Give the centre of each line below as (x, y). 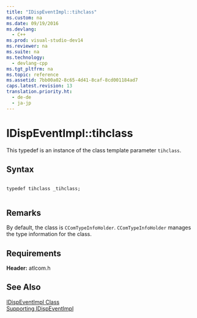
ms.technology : (26, 57)
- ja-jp (22, 103)
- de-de (22, 97)
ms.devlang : (21, 29)
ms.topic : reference (33, 75)
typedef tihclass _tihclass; (43, 189)
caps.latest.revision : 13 (39, 86)
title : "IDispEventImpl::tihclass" (52, 12)
